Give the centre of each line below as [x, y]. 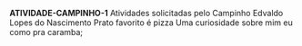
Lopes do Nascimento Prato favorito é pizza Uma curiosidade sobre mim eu [151, 23]
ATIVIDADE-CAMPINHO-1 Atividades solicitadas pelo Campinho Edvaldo [146, 13]
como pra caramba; [46, 32]
